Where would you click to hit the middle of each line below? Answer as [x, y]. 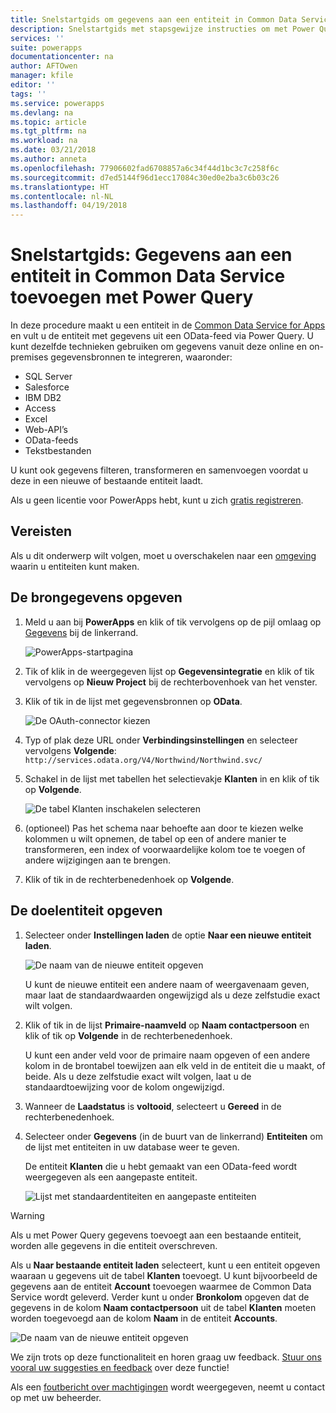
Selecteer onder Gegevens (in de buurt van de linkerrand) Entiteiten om [173, 1136]
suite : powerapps [46, 47]
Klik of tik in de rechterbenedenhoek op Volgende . [129, 879]
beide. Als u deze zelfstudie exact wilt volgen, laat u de [138, 1076]
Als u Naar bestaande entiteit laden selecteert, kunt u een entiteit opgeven [165, 1265]
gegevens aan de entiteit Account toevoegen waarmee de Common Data [161, 1286]
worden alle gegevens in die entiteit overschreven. [114, 1245]
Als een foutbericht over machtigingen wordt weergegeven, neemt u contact [168, 1387]
